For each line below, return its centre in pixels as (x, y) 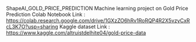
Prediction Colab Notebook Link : (46, 14)
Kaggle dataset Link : (85, 26)
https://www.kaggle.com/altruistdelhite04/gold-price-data (76, 33)
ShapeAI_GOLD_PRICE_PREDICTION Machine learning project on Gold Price (97, 8)
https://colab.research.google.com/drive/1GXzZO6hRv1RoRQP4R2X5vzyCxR (98, 20)
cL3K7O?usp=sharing (32, 26)
